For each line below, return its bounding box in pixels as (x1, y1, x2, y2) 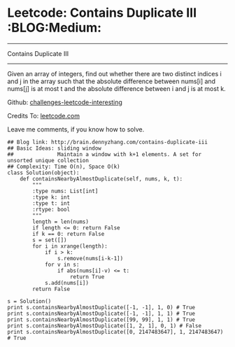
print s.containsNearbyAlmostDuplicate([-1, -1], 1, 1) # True (7, 310, 196, 317)
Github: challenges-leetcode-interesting (7, 98, 122, 106)
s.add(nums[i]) (44, 279, 90, 286)
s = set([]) (32, 236, 68, 243)
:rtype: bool (32, 206, 71, 213)
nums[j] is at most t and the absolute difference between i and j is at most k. (7, 84, 226, 92)
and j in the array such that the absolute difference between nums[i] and (7, 77, 215, 85)
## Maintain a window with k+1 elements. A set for (7, 150, 201, 158)
